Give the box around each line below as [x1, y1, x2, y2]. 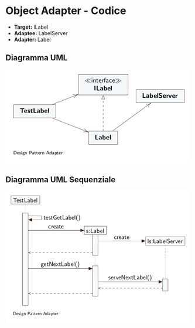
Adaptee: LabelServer [13, 29, 68, 36]
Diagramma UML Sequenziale [5, 175, 116, 184]
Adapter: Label [13, 36, 51, 43]
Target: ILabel [13, 23, 49, 30]
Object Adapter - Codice [5, 4, 126, 18]
